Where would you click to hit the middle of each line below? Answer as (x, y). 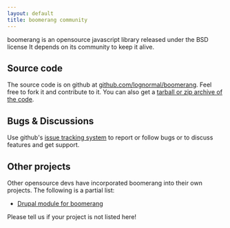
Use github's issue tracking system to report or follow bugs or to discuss (110, 137)
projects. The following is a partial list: (61, 190)
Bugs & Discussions (51, 121)
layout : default (30, 13)
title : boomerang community (48, 20)
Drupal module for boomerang (60, 203)
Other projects (39, 167)
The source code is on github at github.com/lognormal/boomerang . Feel (109, 85)
